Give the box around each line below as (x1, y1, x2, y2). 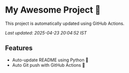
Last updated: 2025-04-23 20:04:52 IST (5, 30, 87, 36)
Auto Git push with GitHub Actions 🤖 (12, 62, 86, 68)
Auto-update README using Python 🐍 (12, 57, 89, 63)
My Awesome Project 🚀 (5, 4, 101, 16)
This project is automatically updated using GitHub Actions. (5, 20, 125, 26)
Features (5, 44, 33, 53)
